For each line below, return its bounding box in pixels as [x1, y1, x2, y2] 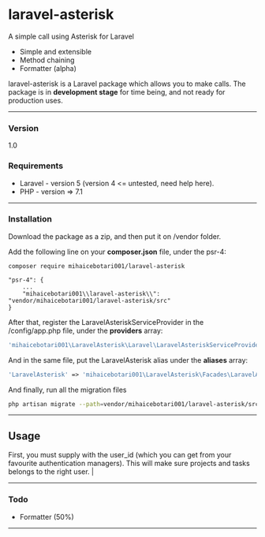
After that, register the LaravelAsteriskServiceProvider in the [8, 317, 204, 326]
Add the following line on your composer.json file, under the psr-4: [8, 247, 226, 256]
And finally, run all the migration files [8, 385, 127, 394]
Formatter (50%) [19, 512, 75, 521]
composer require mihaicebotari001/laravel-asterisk [8, 262, 185, 270]
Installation [8, 214, 53, 225]
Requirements [8, 160, 64, 171]
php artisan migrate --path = [8, 400, 104, 408]
